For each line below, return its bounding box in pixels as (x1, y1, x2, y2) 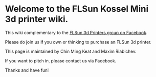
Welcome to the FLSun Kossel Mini (5, 3, 149, 15)
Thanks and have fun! (5, 67, 49, 73)
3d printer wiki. (5, 14, 68, 25)
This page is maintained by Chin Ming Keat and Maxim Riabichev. (5, 48, 137, 54)
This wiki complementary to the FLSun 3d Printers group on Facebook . (5, 30, 148, 35)
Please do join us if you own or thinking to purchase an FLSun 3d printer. (5, 39, 152, 45)
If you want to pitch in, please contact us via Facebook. (5, 58, 116, 63)
